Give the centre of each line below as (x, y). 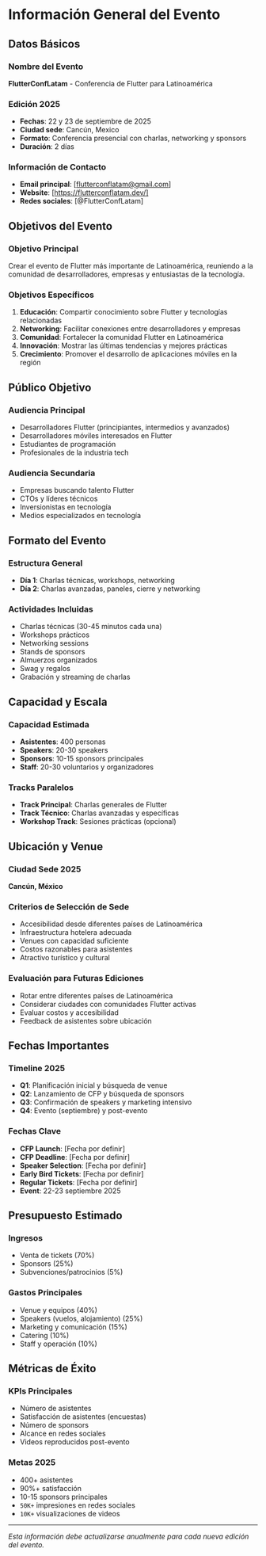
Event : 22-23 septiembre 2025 (70, 1191)
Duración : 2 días (47, 147)
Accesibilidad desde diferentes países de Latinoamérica (111, 924)
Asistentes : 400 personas (63, 742)
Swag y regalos (45, 669)
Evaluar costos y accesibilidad (69, 1013)
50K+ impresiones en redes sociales (78, 1505)
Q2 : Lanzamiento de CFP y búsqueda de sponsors (102, 1094)
